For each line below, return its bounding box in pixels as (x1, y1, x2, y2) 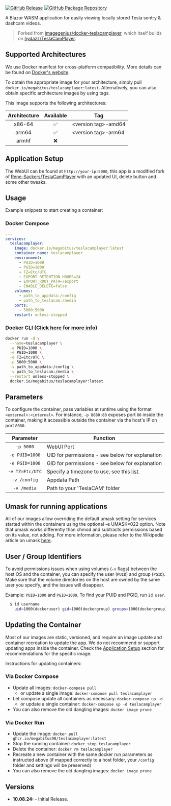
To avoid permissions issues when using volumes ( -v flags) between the (5, 566, 157, 572)
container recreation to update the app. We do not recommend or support (5, 640, 160, 646)
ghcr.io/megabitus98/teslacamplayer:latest (12, 736, 107, 741)
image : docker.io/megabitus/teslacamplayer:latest (14, 246, 124, 251)
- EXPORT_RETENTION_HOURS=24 (18, 274, 81, 279)
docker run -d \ (5, 336, 40, 341)
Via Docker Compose (5, 673, 59, 680)
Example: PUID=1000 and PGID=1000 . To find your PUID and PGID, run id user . (5, 592, 166, 598)
